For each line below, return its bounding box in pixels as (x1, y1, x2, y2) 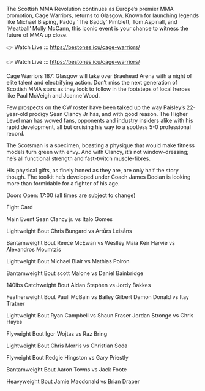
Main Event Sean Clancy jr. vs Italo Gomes (6, 215, 113, 223)
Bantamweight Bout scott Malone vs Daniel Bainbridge (6, 269, 144, 277)
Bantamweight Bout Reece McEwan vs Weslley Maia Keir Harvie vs (6, 239, 176, 246)
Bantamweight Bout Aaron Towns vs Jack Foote (6, 366, 127, 373)
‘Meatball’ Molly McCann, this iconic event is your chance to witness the (6, 25, 188, 32)
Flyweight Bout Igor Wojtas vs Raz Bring (6, 330, 108, 337)
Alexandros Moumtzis (6, 246, 61, 253)
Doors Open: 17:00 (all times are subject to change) (6, 192, 136, 199)
